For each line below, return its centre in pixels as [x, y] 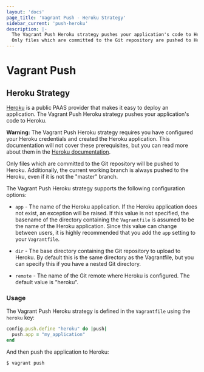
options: [17, 195]
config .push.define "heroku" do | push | [57, 329]
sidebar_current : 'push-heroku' [47, 23]
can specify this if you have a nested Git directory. [78, 264]
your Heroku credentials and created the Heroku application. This [88, 139]
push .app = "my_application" [49, 335]
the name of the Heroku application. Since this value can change [96, 226]
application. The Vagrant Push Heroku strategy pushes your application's [98, 114]
